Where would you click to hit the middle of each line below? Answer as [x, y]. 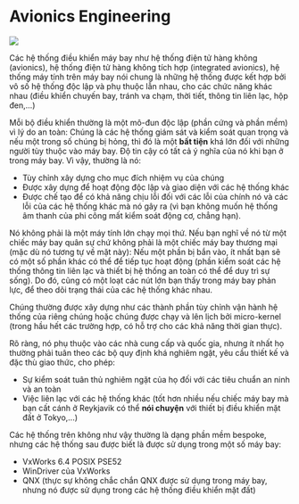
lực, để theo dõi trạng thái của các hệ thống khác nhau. [111, 289]
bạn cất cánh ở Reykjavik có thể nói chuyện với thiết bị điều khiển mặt [151, 408]
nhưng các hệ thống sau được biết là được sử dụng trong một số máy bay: [145, 444]
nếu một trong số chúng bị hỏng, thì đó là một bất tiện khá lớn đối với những [149, 141]
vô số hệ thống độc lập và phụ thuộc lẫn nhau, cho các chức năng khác [141, 86]
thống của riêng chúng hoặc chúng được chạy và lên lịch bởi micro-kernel [145, 316]
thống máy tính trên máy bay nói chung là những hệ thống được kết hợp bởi [148, 77]
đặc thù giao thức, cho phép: [62, 362]
